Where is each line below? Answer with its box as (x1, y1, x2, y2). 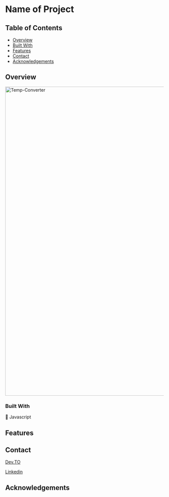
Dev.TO (5, 459, 21, 465)
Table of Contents (5, 24, 63, 32)
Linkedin (5, 469, 23, 475)
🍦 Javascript (5, 414, 31, 420)
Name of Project (5, 4, 74, 15)
